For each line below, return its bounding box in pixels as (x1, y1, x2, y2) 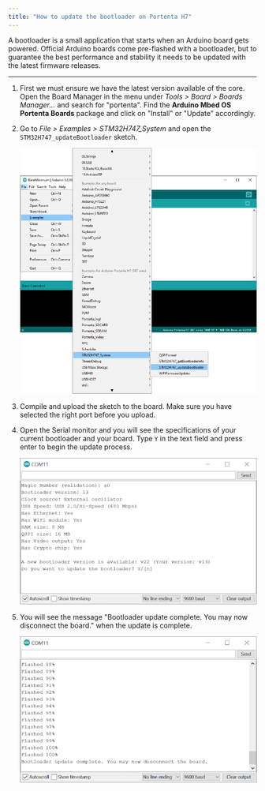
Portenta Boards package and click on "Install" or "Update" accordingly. (19, 108, 256, 118)
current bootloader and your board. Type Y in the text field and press (19, 433, 243, 443)
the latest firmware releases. (8, 60, 101, 70)
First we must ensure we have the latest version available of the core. (19, 83, 245, 92)
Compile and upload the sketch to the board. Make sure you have (19, 401, 233, 410)
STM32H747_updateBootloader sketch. (19, 132, 138, 141)
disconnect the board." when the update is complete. (19, 620, 192, 630)
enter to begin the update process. (19, 442, 132, 452)
